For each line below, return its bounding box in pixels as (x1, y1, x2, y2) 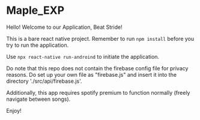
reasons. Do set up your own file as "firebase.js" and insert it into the (6, 71, 177, 78)
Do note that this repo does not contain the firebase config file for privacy (6, 64, 189, 72)
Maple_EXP (6, 4, 65, 17)
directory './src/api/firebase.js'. (6, 77, 82, 85)
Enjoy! (6, 107, 22, 114)
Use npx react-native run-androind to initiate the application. (6, 53, 160, 60)
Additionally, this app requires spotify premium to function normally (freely (6, 89, 190, 96)
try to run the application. (6, 41, 69, 49)
